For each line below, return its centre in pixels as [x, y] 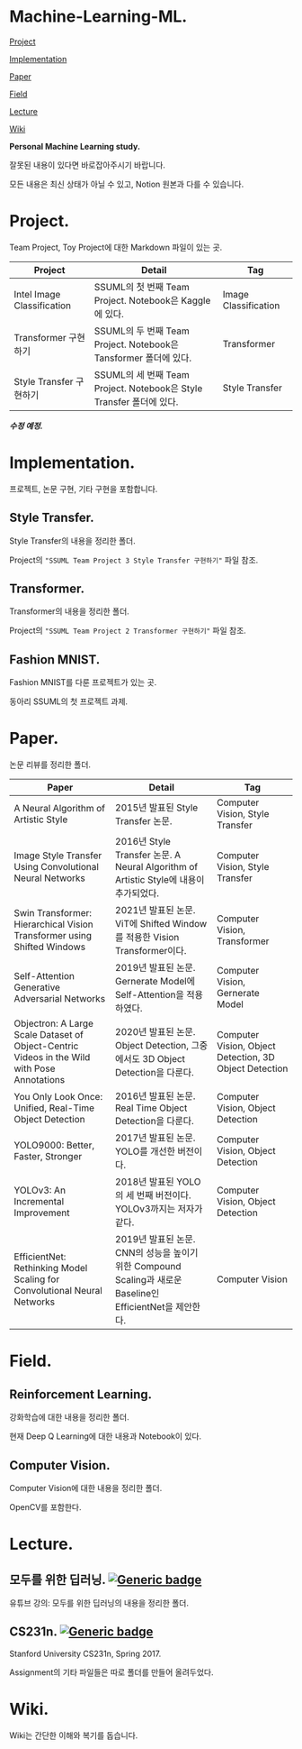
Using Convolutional [56, 867]
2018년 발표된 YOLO [158, 1182]
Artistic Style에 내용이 [160, 880]
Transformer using [53, 936]
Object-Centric [46, 1046]
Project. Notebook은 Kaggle [152, 300]
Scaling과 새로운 [149, 1280]
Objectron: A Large [54, 1023]
